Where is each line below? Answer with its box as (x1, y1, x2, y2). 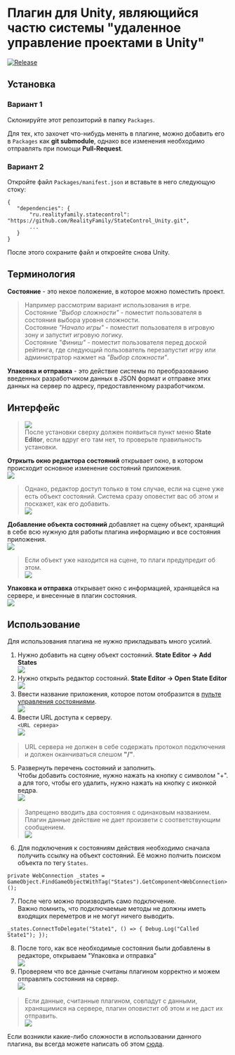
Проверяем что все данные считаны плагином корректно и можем (17, 967, 220, 976)
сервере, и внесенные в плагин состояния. (7, 591, 137, 599)
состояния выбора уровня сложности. (24, 315, 140, 324)
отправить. (24, 1011, 58, 1021)
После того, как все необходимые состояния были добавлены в (17, 944, 210, 952)
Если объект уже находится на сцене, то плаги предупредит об (24, 556, 216, 564)
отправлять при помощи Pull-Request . (7, 144, 123, 153)
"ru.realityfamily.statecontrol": (29, 211, 130, 218)
